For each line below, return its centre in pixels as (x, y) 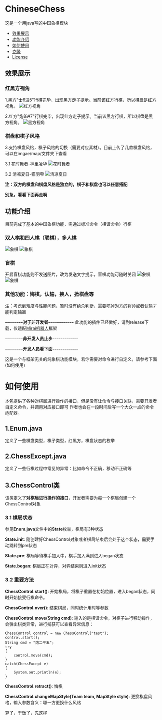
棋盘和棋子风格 (22, 136)
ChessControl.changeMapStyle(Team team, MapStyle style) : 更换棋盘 (77, 696)
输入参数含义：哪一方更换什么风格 (47, 702)
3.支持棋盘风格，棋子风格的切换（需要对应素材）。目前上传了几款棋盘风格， (80, 147)
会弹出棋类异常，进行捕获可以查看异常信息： (49, 624)
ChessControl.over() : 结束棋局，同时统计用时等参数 (57, 608)
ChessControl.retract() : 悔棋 (34, 686)
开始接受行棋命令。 (28, 597)
